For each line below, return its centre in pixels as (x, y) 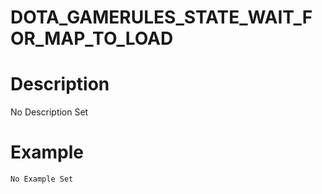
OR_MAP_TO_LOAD (92, 38)
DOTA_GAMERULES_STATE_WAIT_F (161, 17)
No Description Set (49, 112)
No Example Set (42, 179)
